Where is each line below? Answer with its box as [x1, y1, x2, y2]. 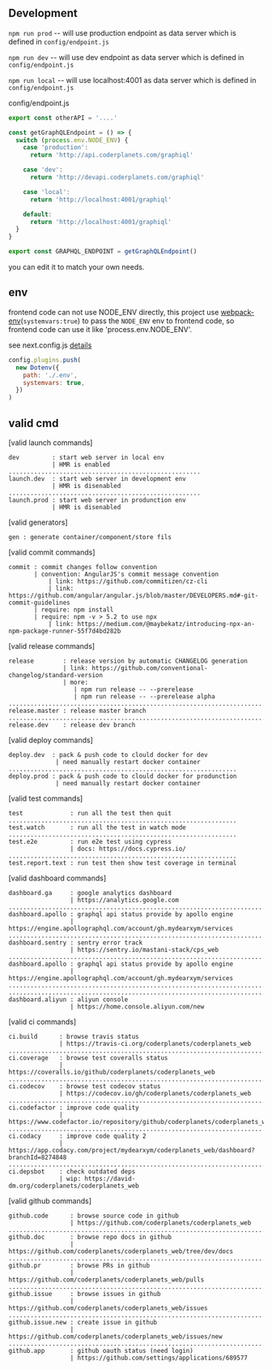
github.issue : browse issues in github [8, 1290, 161, 1298]
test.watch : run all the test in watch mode [8, 823, 186, 832]
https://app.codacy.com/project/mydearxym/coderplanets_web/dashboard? [8, 1146, 255, 1154]
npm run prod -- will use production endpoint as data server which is [8, 28, 236, 37]
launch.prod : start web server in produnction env [8, 495, 186, 504]
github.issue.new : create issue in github [8, 1318, 158, 1326]
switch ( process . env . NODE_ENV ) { [15, 136, 129, 145]
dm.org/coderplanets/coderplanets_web [8, 1182, 139, 1190]
